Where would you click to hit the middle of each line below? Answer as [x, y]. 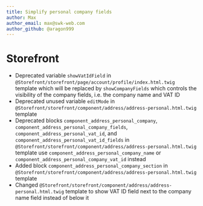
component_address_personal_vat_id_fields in [72, 140]
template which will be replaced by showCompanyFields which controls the [106, 88]
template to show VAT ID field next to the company [128, 191]
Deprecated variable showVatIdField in [63, 76]
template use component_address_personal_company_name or [88, 153]
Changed [26, 185]
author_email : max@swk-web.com [46, 23]
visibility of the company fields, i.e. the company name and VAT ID [97, 95]
